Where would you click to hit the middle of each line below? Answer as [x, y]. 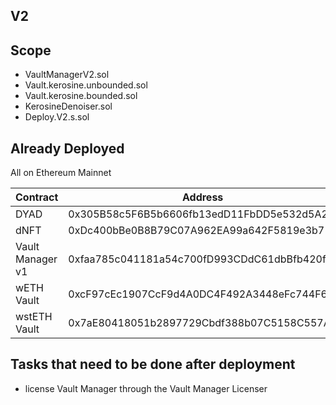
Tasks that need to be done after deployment [153, 364]
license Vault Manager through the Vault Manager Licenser [146, 388]
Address [202, 197]
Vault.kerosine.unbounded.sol [86, 85]
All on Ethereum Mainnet [61, 173]
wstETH [34, 317]
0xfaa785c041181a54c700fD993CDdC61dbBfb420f [197, 259]
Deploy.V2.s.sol [57, 117]
